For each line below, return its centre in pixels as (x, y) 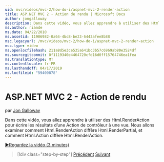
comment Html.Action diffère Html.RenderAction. (54, 135)
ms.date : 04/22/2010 (26, 32)
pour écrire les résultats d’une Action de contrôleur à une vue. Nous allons (80, 125)
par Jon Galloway (23, 110)
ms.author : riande (24, 28)
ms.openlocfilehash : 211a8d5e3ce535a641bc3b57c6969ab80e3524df (71, 50)
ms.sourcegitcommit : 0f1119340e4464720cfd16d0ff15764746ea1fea (71, 55)
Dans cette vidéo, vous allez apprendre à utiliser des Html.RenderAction (77, 120)
